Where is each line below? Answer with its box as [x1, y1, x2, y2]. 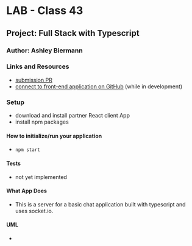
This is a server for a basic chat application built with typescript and [15, 200, 186, 208]
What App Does [6, 187, 48, 195]
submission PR [15, 76, 53, 83]
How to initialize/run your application [6, 132, 102, 139]
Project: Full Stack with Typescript [6, 28, 140, 38]
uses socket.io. [15, 207, 54, 214]
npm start [15, 147, 41, 153]
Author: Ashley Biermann [6, 46, 84, 55]
